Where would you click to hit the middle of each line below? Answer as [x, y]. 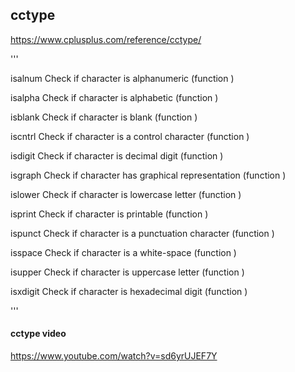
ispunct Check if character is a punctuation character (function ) [142, 233]
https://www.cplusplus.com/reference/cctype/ [106, 39]
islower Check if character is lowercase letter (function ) [126, 194]
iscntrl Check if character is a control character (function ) [130, 136]
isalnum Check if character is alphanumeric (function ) [122, 78]
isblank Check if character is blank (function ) [104, 117]
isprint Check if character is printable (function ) [109, 214]
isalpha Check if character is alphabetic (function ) [114, 97]
